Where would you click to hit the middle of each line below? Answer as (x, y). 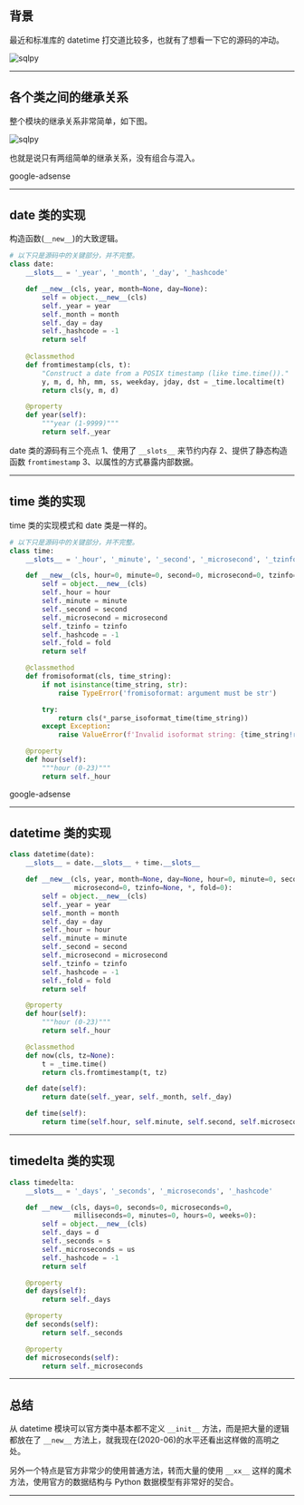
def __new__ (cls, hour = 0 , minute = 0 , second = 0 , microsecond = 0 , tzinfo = (161, 576)
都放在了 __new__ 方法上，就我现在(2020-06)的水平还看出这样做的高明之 (144, 1440)
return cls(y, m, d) (81, 390)
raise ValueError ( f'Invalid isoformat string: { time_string (173, 735)
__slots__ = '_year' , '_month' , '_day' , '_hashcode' (127, 273)
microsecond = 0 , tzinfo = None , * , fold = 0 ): (153, 888)
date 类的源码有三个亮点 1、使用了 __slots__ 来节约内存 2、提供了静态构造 (148, 450)
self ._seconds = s (76, 1241)
